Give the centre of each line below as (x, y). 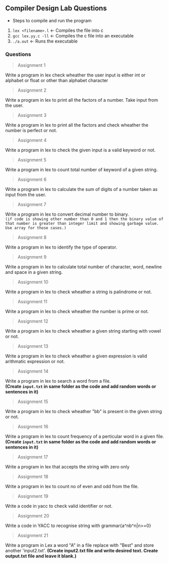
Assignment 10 (33, 282)
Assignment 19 (33, 496)
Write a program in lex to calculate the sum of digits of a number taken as (81, 189)
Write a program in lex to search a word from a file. (58, 381)
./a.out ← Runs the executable (45, 41)
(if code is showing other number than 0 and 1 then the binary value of (84, 219)
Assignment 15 (33, 401)
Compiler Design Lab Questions (56, 8)
